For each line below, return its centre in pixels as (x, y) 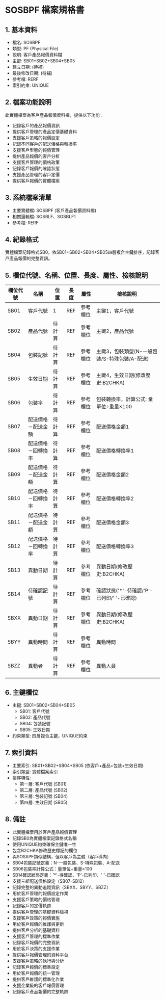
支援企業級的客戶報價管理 (38, 985)
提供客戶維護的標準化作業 (38, 979)
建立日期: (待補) (28, 67)
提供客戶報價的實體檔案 (36, 181)
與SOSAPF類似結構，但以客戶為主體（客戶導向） (62, 856)
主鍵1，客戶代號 (115, 311)
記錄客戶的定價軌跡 (32, 905)
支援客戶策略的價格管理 (36, 899)
